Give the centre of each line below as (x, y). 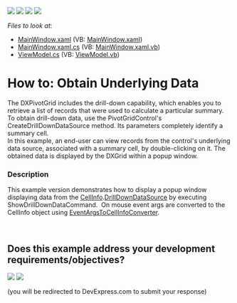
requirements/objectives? (66, 260)
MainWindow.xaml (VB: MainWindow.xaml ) (80, 39)
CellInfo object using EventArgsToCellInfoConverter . (84, 213)
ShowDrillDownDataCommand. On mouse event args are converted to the (116, 205)
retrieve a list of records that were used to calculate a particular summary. (116, 110)
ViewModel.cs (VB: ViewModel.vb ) (68, 54)
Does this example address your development (111, 249)
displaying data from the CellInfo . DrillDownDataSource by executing (107, 197)
